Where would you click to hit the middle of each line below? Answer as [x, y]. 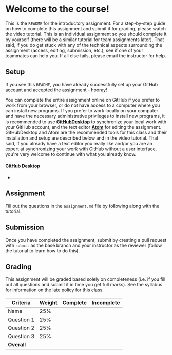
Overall [17, 345]
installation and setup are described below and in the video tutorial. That [82, 138]
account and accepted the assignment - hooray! [56, 90]
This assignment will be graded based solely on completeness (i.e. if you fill [85, 279]
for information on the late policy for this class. [55, 290]
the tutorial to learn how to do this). [42, 251]
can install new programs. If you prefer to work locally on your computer [82, 110]
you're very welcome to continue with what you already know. [71, 154]
